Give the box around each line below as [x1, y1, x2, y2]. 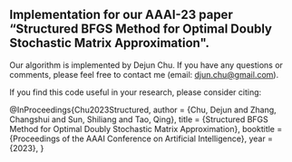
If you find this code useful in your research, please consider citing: [9, 86, 262, 98]
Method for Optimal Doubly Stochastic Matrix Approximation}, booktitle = [9, 123, 283, 134]
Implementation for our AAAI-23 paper [9, 7, 233, 23]
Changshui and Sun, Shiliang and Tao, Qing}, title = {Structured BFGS [9, 113, 269, 125]
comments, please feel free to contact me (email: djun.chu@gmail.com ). [9, 69, 279, 80]
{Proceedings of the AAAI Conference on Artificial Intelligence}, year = [9, 133, 274, 144]
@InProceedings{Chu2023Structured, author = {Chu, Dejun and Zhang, [9, 104, 277, 115]
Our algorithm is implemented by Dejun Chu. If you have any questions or [9, 59, 284, 71]
